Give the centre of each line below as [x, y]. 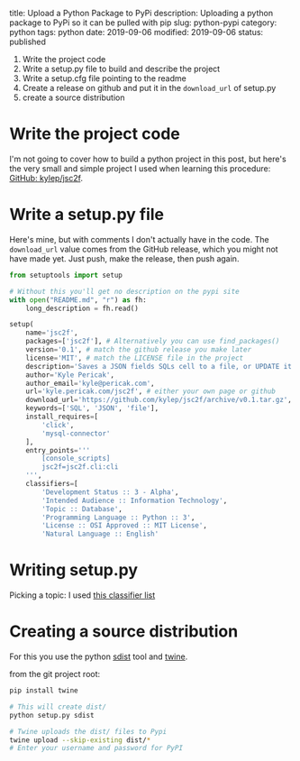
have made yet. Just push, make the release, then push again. [124, 258]
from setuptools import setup [66, 275]
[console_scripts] [76, 459]
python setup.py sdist [52, 715]
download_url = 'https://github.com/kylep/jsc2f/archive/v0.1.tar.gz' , [159, 400]
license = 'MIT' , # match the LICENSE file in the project [135, 358]
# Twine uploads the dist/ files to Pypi [88, 731]
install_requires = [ [62, 417]
